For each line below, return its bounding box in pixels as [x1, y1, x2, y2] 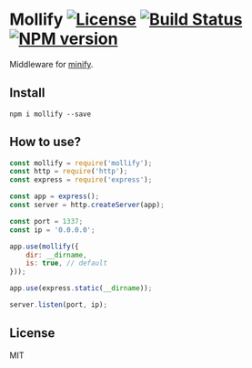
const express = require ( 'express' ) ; [9, 175, 153, 184]
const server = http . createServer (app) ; [9, 201, 166, 210]
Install [9, 85, 45, 100]
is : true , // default [25, 258, 107, 268]
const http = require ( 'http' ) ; [9, 167, 128, 176]
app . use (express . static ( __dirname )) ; [9, 284, 153, 293]
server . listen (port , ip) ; [9, 300, 107, 310]
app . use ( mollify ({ [9, 242, 79, 251]
